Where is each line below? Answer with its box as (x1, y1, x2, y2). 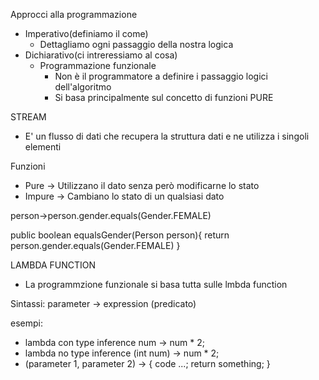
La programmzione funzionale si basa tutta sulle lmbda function (24, 279, 288, 290)
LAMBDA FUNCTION (10, 259, 97, 271)
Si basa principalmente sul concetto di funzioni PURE (54, 92, 274, 103)
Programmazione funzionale (39, 60, 157, 71)
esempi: (10, 317, 43, 329)
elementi (24, 141, 62, 153)
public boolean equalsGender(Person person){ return (10, 229, 230, 241)
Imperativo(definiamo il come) (24, 28, 149, 39)
